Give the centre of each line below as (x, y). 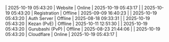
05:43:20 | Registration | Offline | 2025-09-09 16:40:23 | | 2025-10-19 (84, 13)
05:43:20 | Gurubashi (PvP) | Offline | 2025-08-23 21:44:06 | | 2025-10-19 (83, 29)
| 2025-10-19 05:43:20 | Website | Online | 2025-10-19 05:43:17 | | (74, 8)
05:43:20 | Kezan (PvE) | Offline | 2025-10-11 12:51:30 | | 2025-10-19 (76, 23)
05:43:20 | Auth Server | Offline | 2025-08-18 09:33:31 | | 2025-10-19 (78, 18)
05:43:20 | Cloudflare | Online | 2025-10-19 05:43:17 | (61, 34)
